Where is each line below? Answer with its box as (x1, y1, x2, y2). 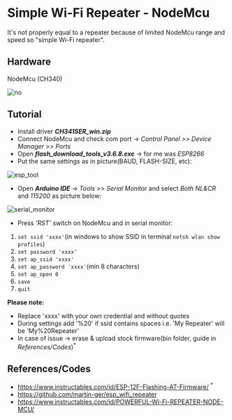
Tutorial (7, 109, 42, 121)
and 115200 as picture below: (17, 191, 102, 200)
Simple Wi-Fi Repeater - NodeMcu (7, 5, 210, 21)
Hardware (7, 56, 51, 68)
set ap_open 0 (17, 271, 59, 278)
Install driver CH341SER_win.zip (17, 127, 111, 135)
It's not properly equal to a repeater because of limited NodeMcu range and (7, 28, 226, 36)
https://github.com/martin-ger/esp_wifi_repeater (17, 390, 157, 398)
